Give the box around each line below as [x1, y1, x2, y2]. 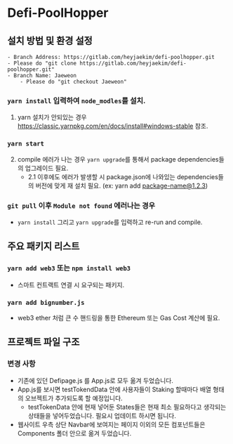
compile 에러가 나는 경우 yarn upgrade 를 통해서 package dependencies [17, 155, 219, 163]
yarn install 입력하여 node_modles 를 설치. [7, 96, 146, 105]
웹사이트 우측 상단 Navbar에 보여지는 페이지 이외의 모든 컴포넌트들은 [17, 420, 206, 429]
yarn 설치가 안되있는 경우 [17, 113, 87, 122]
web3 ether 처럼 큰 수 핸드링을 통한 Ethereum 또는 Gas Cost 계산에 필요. [17, 313, 220, 322]
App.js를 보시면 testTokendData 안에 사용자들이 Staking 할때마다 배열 [17, 385, 212, 393]
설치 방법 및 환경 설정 [7, 34, 93, 46]
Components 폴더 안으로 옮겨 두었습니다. [17, 429, 132, 437]
